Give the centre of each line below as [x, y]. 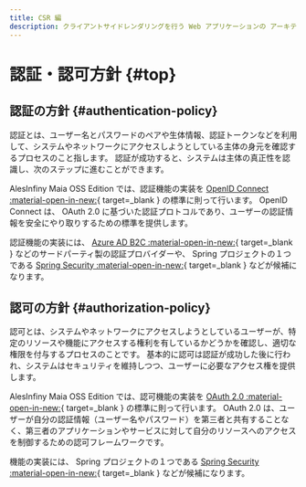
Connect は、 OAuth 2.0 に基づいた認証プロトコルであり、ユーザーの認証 [148, 211]
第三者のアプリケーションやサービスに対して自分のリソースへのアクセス [161, 431]
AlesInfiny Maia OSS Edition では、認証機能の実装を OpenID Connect [139, 188]
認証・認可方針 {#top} [93, 74]
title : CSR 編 [36, 18]
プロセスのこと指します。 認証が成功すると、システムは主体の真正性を [150, 157]
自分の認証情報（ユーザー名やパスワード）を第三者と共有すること [157, 419]
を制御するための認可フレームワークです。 [89, 442]
